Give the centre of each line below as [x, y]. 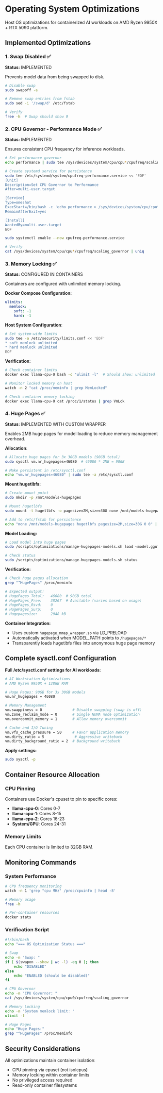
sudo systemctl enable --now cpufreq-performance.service [65, 238]
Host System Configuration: [34, 325]
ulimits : [14, 302]
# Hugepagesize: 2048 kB [36, 614]
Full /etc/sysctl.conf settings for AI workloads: [53, 670]
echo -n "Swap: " [23, 958]
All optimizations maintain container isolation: [50, 1060]
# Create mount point [27, 493]
